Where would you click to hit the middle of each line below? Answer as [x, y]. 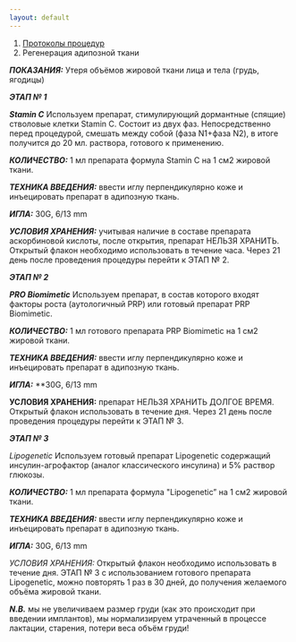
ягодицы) [27, 79]
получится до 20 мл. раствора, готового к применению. [117, 142]
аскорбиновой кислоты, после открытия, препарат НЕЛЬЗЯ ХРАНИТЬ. [144, 240]
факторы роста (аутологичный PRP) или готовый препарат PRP [130, 304]
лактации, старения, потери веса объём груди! [99, 628]
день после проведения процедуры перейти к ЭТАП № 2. [119, 260]
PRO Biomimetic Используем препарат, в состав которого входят [134, 294]
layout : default [39, 17]
